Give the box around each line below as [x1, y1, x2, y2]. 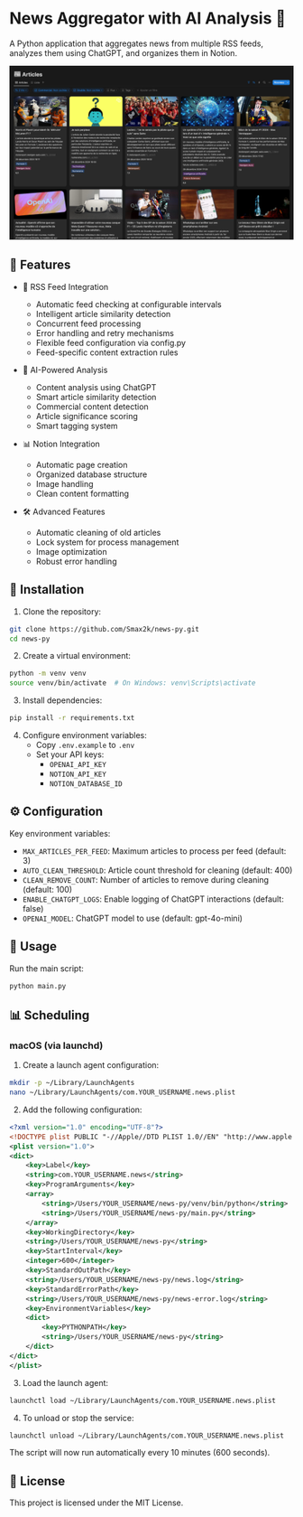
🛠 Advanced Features [22, 506, 106, 517]
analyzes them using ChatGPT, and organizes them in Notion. [9, 47, 237, 58]
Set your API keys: [35, 749, 105, 760]
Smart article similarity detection [35, 391, 157, 402]
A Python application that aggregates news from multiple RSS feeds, [9, 38, 264, 49]
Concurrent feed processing [35, 318, 142, 329]
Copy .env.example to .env [35, 740, 135, 751]
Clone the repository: [22, 605, 102, 617]
